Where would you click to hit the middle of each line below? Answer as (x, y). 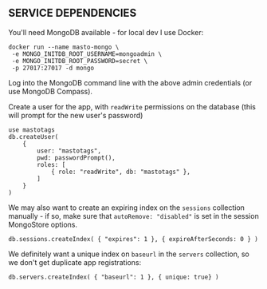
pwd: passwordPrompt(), (76, 158)
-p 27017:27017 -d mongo (53, 68)
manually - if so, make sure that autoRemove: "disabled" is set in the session (133, 216)
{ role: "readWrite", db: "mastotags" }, (121, 172)
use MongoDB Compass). (51, 91)
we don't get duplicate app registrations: (75, 262)
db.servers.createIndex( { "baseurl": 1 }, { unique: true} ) (114, 277)
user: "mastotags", (69, 151)
